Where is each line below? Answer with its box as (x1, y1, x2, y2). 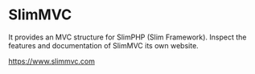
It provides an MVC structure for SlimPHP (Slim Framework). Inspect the (8, 32, 247, 42)
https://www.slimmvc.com (8, 56, 95, 66)
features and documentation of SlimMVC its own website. (8, 40, 199, 50)
